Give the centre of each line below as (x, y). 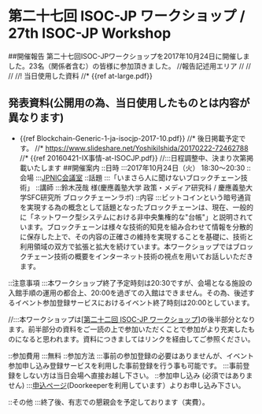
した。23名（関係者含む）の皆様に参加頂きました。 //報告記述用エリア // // (130, 66)
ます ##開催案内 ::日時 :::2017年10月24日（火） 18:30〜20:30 (146, 168)
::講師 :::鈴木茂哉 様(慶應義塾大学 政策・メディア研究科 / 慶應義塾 (140, 187)
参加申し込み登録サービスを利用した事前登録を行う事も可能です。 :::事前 (125, 365)
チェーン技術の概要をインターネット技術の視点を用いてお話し (126, 256)
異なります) (36, 118)
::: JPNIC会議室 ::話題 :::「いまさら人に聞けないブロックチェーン (138, 177)
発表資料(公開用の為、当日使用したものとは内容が (129, 103)
